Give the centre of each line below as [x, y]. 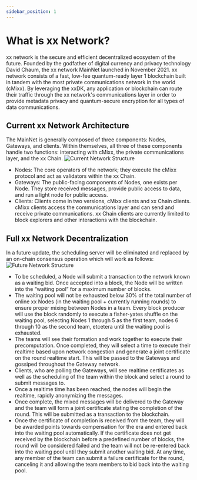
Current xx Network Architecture [68, 125]
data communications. [33, 107]
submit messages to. [40, 383]
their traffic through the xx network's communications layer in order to [91, 94]
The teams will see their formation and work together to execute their [98, 339]
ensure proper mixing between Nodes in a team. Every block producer [100, 308]
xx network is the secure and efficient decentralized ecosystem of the [91, 57]
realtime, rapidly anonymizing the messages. [69, 396]
